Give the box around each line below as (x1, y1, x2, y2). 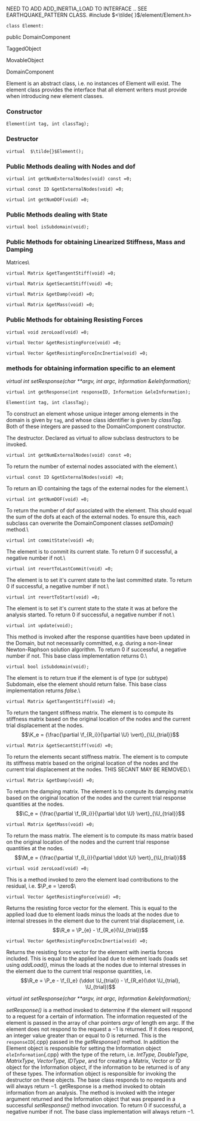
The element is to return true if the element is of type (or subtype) (6, 674, 168, 682)
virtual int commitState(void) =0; (6, 537, 95, 543)
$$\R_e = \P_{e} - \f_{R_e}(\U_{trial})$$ (53, 927, 148, 934)
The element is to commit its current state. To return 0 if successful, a (6, 548, 178, 555)
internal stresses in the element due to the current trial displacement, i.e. (6, 917, 185, 924)
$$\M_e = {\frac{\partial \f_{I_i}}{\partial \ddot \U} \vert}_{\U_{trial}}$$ (14, 854, 186, 862)
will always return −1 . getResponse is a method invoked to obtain (6, 1083, 166, 1090)
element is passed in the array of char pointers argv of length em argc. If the (6, 1019, 195, 1027)
